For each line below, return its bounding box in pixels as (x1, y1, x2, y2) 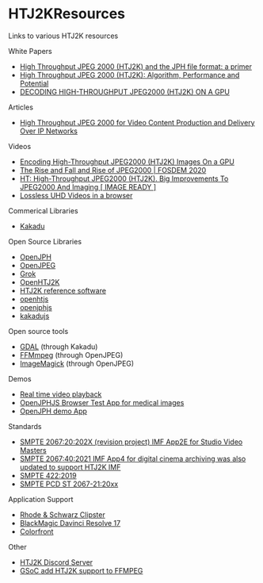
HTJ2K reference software (19, 286, 107, 295)
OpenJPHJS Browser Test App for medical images (19, 397, 185, 407)
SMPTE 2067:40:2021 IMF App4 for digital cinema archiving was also (19, 454, 246, 463)
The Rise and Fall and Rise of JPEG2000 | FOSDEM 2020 (19, 165, 207, 175)
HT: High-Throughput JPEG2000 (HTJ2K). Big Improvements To (19, 174, 229, 183)
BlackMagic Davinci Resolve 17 (19, 518, 121, 527)
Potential (19, 79, 49, 88)
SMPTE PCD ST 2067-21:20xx (19, 479, 119, 489)
